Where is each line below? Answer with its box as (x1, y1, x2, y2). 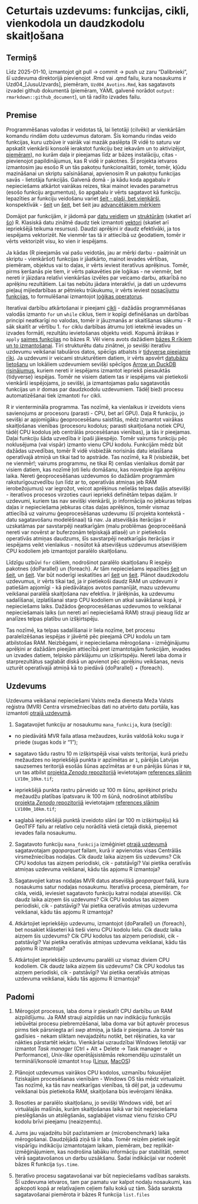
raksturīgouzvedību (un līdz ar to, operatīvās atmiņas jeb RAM (6, 479, 157, 486)
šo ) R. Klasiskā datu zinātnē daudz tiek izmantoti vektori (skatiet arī (6, 219, 169, 226)
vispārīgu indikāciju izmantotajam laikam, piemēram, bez (14, 1142, 153, 1149)
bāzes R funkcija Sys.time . (14, 1161, 80, 1168)
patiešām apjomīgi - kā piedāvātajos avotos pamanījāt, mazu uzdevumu (6, 583, 180, 591)
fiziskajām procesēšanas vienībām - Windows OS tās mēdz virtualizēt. (14, 1076, 186, 1083)
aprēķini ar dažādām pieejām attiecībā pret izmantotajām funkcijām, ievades (6, 645, 191, 652)
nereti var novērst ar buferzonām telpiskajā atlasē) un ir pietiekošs (6, 529, 167, 536)
